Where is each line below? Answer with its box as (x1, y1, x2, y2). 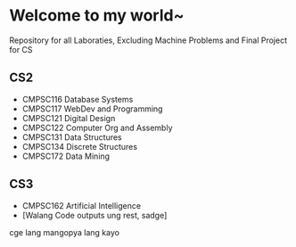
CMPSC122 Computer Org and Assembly (21, 122, 173, 133)
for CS (9, 44, 33, 54)
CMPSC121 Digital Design (21, 112, 116, 123)
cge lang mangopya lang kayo (9, 226, 120, 237)
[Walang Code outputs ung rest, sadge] (21, 210, 168, 220)
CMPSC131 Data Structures (21, 131, 122, 143)
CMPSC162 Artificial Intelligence (21, 200, 141, 210)
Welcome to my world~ (9, 5, 185, 26)
